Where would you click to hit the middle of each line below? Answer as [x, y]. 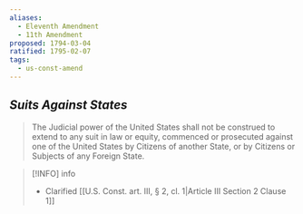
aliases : [26, 18]
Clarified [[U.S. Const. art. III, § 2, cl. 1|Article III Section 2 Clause [166, 190]
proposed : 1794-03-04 [50, 43]
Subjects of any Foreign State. [88, 156]
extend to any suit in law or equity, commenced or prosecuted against [162, 136]
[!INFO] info [54, 173]
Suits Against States [68, 105]
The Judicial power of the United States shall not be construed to [153, 127]
